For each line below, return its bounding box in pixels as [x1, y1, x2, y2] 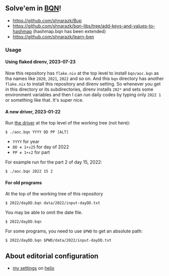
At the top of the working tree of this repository [5, 191, 103, 197]
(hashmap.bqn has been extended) [33, 28, 106, 34]
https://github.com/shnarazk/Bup [12, 17, 82, 23]
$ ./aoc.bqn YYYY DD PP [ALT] [5, 130, 69, 135]
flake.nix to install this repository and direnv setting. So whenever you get [5, 81, 161, 87]
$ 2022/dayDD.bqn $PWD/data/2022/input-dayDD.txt [5, 238, 112, 243]
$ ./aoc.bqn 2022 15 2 [5, 169, 53, 174]
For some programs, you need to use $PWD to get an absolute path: [5, 228, 143, 234]
